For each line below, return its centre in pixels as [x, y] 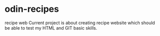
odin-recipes [32, 9]
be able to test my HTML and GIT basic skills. [51, 28]
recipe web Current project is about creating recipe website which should [80, 23]
